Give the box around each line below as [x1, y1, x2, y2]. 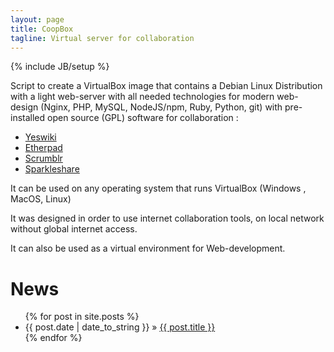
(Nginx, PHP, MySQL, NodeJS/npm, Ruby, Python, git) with [40, 101, 283, 113]
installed [10, 112, 46, 124]
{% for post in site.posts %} [24, 311, 140, 323]
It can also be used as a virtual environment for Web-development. [10, 242, 286, 255]
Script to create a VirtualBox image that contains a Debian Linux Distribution [10, 80, 323, 92]
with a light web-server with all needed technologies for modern [10, 91, 275, 103]
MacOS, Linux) [10, 193, 72, 205]
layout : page [10, 14, 65, 25]
